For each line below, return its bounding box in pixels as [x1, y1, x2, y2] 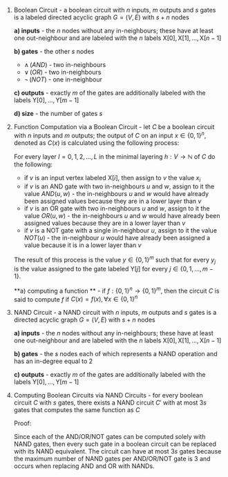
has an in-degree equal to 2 [13, 357, 93, 365]
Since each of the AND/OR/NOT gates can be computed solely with [13, 433, 206, 441]
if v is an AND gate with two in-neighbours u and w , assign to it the [23, 182, 215, 191]
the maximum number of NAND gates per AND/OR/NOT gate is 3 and [13, 455, 211, 463]
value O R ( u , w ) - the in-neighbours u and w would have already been [23, 212, 220, 220]
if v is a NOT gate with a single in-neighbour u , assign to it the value [23, 226, 218, 235]
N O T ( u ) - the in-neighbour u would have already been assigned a [23, 234, 211, 242]
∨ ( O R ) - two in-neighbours [23, 68, 102, 76]
